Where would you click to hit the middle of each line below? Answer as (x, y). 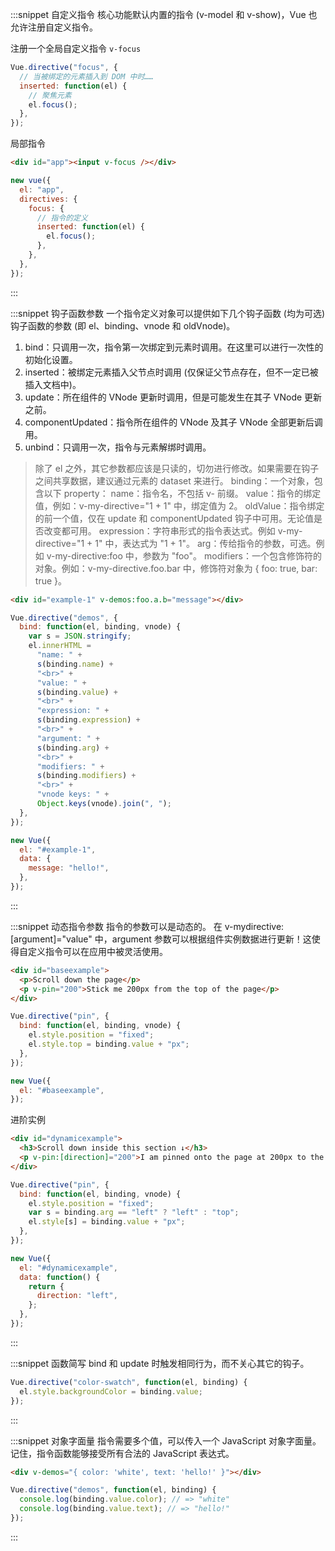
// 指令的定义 (62, 218)
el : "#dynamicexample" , (68, 1268)
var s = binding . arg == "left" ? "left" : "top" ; (134, 1213)
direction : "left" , (77, 1296)
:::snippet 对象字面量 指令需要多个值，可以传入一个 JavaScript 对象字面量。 (166, 1440)
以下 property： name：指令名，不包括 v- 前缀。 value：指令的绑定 (182, 493)
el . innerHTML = (60, 646)
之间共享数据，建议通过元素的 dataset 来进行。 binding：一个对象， (174, 480)
